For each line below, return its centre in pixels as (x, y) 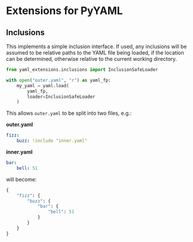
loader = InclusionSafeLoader (61, 97)
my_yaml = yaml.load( (43, 86)
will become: (21, 179)
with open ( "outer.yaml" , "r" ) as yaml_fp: (58, 80)
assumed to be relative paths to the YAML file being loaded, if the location (95, 53)
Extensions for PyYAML (64, 11)
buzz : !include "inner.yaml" (52, 141)
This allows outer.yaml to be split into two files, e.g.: (69, 113)
